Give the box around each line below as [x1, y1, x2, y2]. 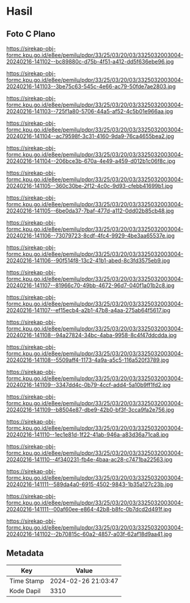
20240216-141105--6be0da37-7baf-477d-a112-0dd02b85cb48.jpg [6, 207, 174, 214]
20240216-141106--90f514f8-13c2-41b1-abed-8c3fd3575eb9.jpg [6, 257, 170, 264]
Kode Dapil [9, 586, 41, 595]
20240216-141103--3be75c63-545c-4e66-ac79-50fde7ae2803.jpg [6, 83, 176, 90]
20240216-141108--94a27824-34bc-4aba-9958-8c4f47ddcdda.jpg [6, 332, 177, 339]
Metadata [6, 548, 44, 558]
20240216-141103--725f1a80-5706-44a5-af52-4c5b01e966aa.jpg [6, 108, 174, 114]
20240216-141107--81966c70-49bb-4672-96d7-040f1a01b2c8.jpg [6, 282, 175, 289]
